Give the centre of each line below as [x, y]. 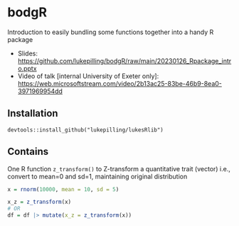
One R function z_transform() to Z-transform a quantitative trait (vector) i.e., [119, 168]
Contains [28, 152]
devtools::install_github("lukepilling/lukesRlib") [85, 130]
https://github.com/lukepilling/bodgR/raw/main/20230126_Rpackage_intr [124, 60]
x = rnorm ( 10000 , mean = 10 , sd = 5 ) [63, 189]
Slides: [27, 53]
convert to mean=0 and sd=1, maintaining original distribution [97, 176]
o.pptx [27, 68]
